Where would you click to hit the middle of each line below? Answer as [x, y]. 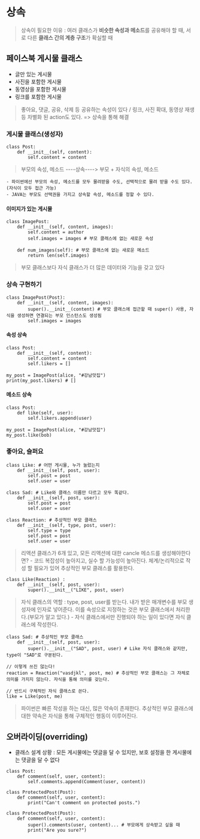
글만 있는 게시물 [33, 74]
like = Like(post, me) [34, 696]
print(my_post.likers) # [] [41, 380]
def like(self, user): [45, 413]
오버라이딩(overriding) [47, 736]
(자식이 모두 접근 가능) [31, 188]
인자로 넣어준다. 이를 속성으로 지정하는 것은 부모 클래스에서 [106, 610]
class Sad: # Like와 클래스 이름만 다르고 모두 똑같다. [68, 493]
